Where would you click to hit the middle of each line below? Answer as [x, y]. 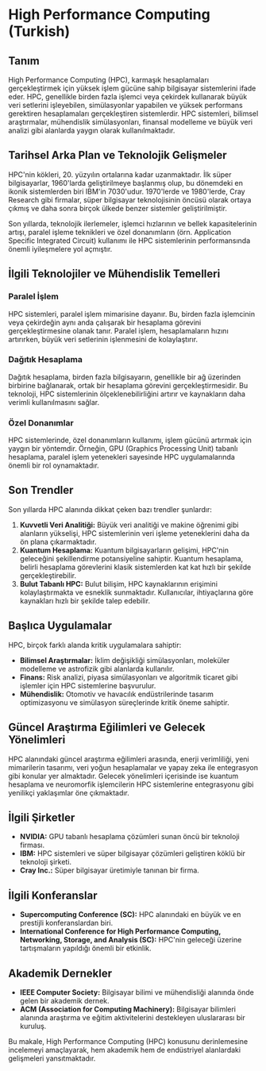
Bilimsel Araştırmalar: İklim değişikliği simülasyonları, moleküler [125, 660]
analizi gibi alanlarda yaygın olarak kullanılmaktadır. [92, 130]
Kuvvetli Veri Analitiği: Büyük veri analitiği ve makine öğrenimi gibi [129, 525]
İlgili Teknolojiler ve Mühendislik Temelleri [114, 274]
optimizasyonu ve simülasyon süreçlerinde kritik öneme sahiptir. [125, 702]
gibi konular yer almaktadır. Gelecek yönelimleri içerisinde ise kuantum [123, 776]
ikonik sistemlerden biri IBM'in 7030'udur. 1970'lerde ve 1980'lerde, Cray [127, 191]
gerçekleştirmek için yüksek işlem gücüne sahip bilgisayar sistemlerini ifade [132, 88]
